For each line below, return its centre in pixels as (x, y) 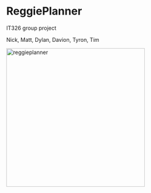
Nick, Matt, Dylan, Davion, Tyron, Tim (53, 39)
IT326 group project (31, 28)
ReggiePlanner (44, 11)
